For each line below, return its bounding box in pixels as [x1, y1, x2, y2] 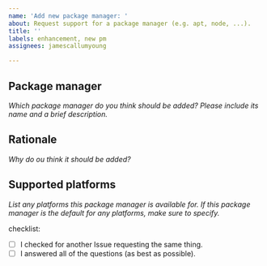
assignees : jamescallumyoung [8, 42, 107, 50]
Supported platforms [8, 178, 116, 191]
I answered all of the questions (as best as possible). [19, 248, 196, 258]
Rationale [8, 133, 57, 147]
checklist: [8, 224, 40, 234]
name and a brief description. [8, 109, 108, 118]
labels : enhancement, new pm [8, 34, 107, 43]
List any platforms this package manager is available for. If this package [8, 199, 251, 209]
